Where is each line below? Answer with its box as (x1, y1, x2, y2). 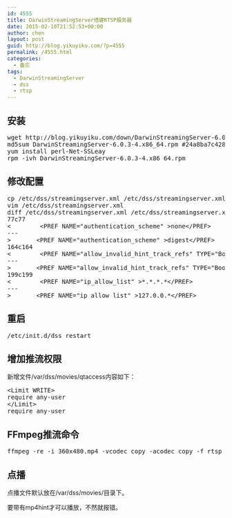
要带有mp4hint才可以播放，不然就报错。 (7, 503, 122, 511)
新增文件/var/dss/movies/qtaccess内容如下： (7, 373, 136, 381)
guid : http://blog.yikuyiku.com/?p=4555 (7, 42, 126, 49)
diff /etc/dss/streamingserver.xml (7, 208, 128, 216)
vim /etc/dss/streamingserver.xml (7, 202, 124, 209)
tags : (7, 68, 23, 75)
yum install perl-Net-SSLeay (7, 147, 106, 155)
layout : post (7, 36, 45, 43)
